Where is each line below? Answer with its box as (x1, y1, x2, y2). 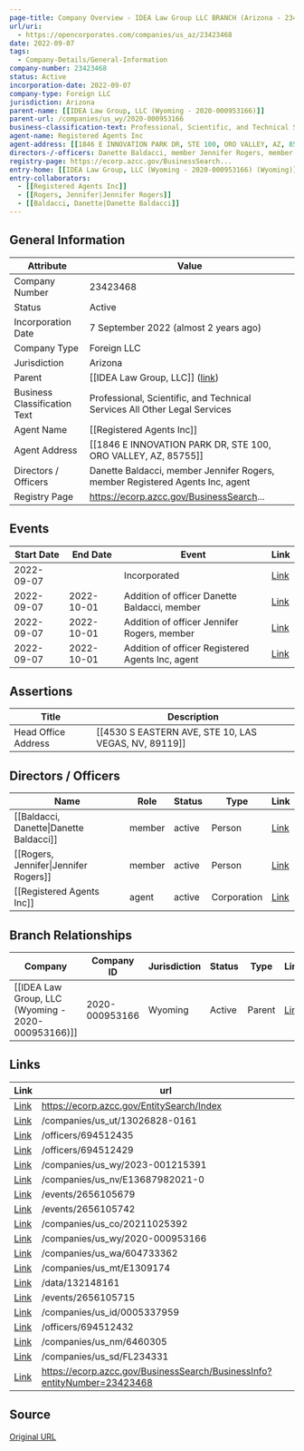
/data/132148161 (41, 1276, 120, 1289)
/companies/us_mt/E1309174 (41, 1261, 170, 1274)
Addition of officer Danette (123, 589, 237, 602)
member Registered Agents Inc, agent (89, 475, 251, 488)
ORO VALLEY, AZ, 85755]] (89, 449, 204, 462)
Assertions (9, 683, 73, 699)
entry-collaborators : (9, 173, 91, 182)
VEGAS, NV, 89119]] (96, 737, 186, 750)
